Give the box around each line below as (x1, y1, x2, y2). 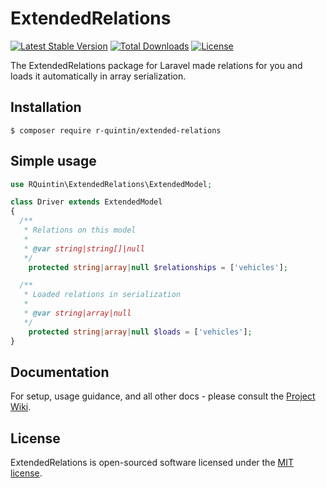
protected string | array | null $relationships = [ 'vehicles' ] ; (28, 262, 288, 272)
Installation (10, 99, 82, 116)
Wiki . (10, 401, 32, 413)
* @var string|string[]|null (23, 243, 145, 254)
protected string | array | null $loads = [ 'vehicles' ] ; (28, 327, 253, 337)
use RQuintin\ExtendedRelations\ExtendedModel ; (10, 179, 213, 189)
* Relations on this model (23, 225, 137, 236)
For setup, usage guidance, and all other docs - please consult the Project (10, 390, 316, 402)
